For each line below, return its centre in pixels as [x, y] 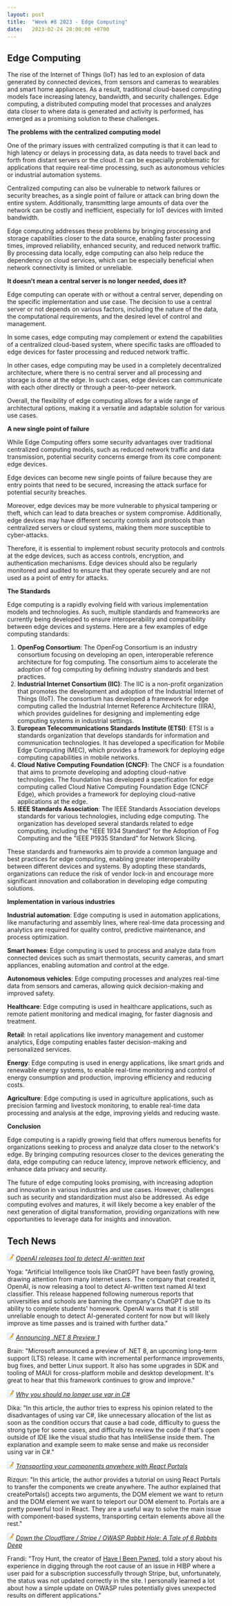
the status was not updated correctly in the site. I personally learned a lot [111, 1580]
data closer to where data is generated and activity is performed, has [105, 111]
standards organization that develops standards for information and [113, 735]
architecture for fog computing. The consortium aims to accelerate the [117, 662]
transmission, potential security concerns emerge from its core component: [115, 457]
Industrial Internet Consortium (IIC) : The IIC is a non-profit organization [120, 684]
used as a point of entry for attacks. [58, 578]
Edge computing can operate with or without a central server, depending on [115, 294]
